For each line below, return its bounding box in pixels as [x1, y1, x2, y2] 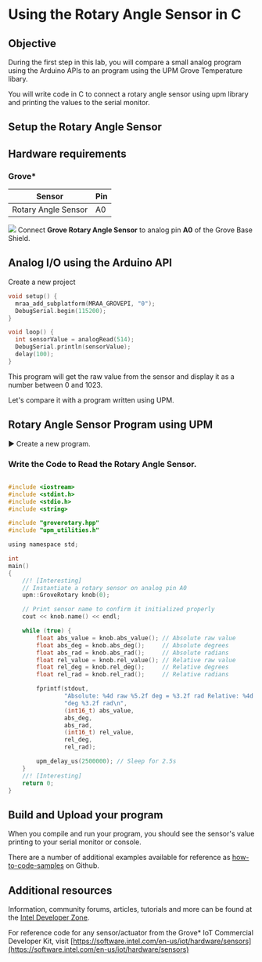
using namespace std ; [8, 541, 79, 548]
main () [8, 562, 30, 570]
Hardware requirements [8, 147, 127, 160]
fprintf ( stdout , [36, 685, 89, 693]
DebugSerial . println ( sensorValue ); [15, 343, 131, 351]
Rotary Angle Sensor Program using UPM [8, 418, 214, 432]
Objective [8, 37, 57, 50]
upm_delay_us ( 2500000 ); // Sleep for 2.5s [36, 757, 177, 765]
